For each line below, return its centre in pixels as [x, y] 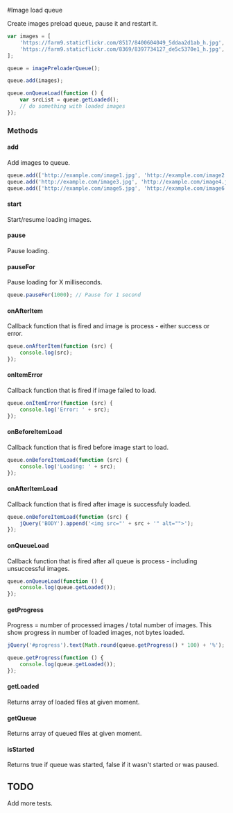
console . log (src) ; [46, 353]
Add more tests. [30, 803]
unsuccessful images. [38, 568]
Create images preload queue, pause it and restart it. [83, 23]
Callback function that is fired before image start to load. [88, 447]
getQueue [22, 718]
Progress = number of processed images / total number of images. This [110, 625]
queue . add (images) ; [35, 81]
